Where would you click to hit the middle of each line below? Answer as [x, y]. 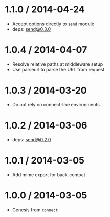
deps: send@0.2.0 [31, 139]
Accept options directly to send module [53, 24]
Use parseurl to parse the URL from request [58, 69]
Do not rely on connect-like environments [56, 104]
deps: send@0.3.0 [31, 29]
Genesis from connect [35, 210]
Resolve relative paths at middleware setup [58, 64]
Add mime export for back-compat [49, 175]
